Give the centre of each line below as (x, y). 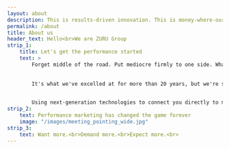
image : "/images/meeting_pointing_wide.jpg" (84, 122)
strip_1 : (20, 45)
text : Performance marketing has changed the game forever (105, 115)
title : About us (30, 33)
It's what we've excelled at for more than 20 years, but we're (125, 84)
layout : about (27, 13)
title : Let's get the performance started (81, 52)
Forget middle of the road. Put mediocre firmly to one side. (122, 65)
